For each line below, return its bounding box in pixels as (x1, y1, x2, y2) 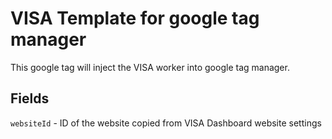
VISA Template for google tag (10, 7, 260, 30)
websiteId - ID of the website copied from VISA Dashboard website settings (10, 117, 322, 129)
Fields (10, 90, 50, 107)
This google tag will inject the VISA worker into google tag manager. (10, 61, 290, 73)
